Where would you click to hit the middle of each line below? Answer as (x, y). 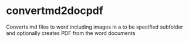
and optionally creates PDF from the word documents (71, 33)
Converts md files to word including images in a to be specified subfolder (95, 27)
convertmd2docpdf (55, 11)
